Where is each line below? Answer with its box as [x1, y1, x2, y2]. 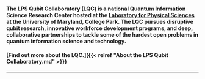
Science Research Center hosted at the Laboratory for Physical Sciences [6, 11, 195, 18]
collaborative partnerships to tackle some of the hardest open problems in [6, 31, 199, 38]
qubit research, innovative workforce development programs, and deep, [6, 24, 193, 32]
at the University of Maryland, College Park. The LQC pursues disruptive [6, 18, 194, 25]
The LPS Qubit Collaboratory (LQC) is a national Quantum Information [6, 5, 186, 12]
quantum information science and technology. [6, 37, 127, 45]
